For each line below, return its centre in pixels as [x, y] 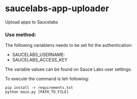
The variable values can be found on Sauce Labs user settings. [68, 69]
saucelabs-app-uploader [57, 9]
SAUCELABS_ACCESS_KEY [40, 60]
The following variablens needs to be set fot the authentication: [69, 45]
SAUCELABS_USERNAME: [38, 55]
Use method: [21, 35]
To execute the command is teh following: [47, 79]
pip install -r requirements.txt [39, 88]
